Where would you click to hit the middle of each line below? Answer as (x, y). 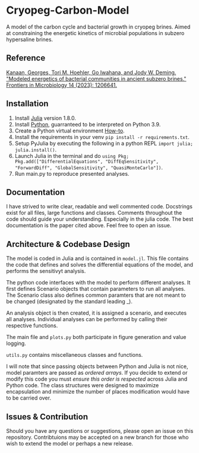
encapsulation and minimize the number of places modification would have (98, 392)
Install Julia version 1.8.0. (45, 118)
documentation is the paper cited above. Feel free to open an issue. (89, 226)
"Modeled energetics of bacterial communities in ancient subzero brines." (96, 78)
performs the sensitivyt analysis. (46, 271)
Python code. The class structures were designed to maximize (83, 385)
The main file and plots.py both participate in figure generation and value (96, 337)
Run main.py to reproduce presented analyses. (72, 173)
